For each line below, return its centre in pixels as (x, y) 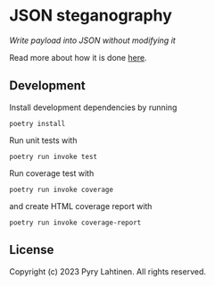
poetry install (37, 123)
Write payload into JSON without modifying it (92, 40)
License (32, 250)
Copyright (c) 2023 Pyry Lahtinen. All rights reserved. (108, 271)
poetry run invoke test (54, 156)
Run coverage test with (52, 173)
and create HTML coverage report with (81, 206)
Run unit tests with (43, 140)
